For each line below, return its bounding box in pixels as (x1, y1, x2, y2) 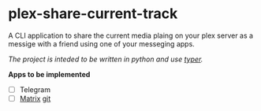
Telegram (19, 84, 51, 94)
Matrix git (19, 94, 51, 103)
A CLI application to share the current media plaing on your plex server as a (8, 31, 254, 40)
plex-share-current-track (8, 5, 178, 23)
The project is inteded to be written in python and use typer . (8, 54, 203, 64)
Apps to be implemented (8, 69, 91, 79)
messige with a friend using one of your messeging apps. (8, 39, 195, 48)
